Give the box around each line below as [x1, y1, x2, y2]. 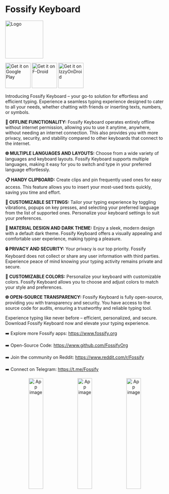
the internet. [5, 140, 31, 146]
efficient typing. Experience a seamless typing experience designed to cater [5, 98, 164, 104]
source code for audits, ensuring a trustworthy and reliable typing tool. [5, 305, 152, 311]
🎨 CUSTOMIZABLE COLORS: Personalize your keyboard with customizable [5, 273, 161, 280]
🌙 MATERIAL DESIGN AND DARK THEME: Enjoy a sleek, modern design [5, 225, 155, 231]
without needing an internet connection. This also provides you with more [5, 130, 158, 136]
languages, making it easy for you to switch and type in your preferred [5, 161, 151, 167]
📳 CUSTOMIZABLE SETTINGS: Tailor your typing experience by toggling [5, 199, 156, 205]
